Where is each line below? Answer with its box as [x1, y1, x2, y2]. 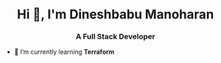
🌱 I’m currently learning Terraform [13, 47, 115, 56]
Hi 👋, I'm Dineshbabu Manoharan [16, 6, 215, 23]
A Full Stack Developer [75, 32, 156, 42]
